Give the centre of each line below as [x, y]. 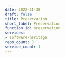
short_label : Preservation [33, 24]
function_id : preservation [33, 28]
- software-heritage [26, 38]
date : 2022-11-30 [23, 10]
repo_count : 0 [20, 42]
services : [15, 33]
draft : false [18, 14]
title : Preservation [26, 19]
